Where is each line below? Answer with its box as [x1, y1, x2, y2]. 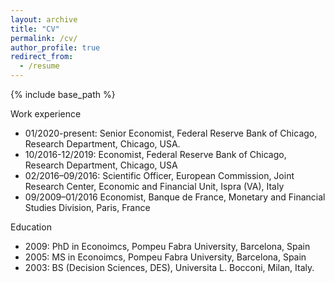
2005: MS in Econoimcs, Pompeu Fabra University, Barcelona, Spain [24, 251, 307, 263]
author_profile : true [10, 42, 101, 53]
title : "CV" [10, 24, 60, 34]
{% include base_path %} [10, 89, 116, 100]
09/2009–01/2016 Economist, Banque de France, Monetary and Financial [24, 191, 326, 203]
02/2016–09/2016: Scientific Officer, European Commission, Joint [24, 170, 295, 181]
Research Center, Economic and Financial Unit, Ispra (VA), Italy [24, 181, 285, 192]
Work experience [10, 108, 82, 120]
